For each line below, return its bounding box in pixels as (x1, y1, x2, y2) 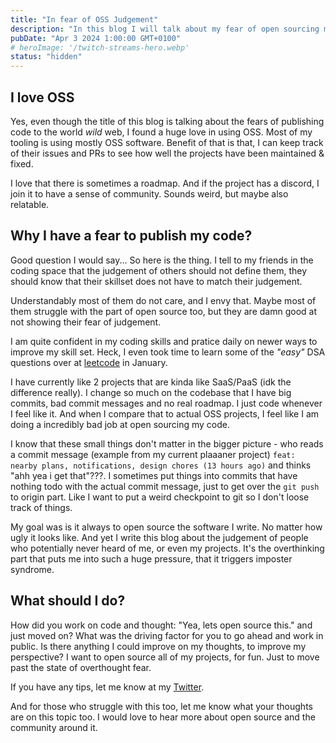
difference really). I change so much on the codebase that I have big (10, 386, 292, 398)
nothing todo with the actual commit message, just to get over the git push (10, 480, 320, 492)
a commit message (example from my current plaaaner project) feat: (10, 448, 296, 460)
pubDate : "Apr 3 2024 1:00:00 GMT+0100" (10, 33, 182, 43)
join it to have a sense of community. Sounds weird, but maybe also (10, 187, 289, 200)
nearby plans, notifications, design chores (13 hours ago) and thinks (10, 459, 312, 471)
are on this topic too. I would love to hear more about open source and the (10, 711, 316, 723)
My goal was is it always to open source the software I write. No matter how (10, 521, 323, 533)
